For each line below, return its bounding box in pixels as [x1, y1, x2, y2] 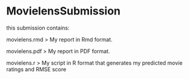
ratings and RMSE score [6, 65, 67, 73]
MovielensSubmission [6, 4, 121, 18]
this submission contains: [6, 24, 70, 31]
